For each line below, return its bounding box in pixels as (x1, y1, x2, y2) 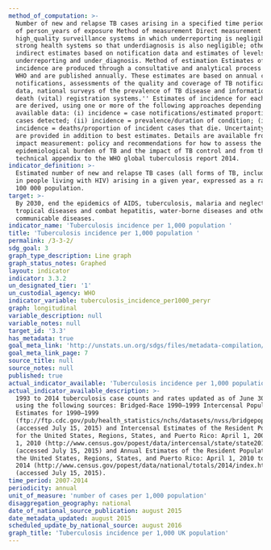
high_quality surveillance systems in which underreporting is (15, 34, 232, 43)
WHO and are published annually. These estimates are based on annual (15, 72, 258, 80)
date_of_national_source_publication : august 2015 (8, 506, 182, 515)
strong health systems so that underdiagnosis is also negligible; (15, 42, 248, 50)
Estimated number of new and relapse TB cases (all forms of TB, (15, 169, 240, 177)
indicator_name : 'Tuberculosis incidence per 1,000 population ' (8, 222, 232, 230)
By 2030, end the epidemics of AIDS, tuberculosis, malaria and (15, 199, 236, 207)
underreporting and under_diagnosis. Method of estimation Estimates (15, 57, 254, 65)
